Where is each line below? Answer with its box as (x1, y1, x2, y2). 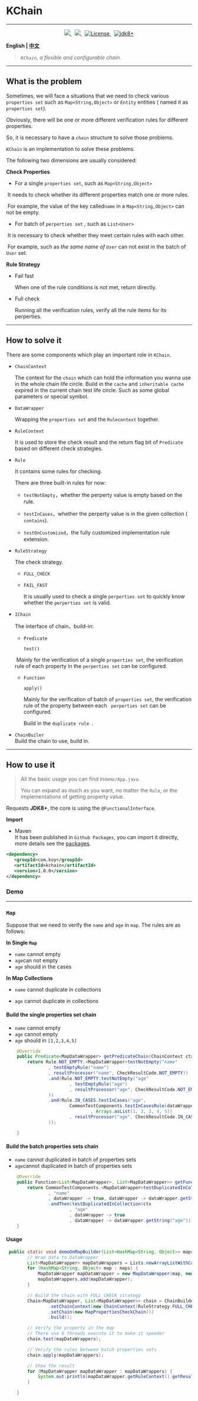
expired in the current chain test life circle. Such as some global (14, 387, 170, 394)
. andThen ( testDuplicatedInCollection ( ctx (48, 1201, 151, 1207)
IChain (14, 611, 31, 617)
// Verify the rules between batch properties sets (27, 1347, 157, 1353)
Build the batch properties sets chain (6, 1143, 98, 1150)
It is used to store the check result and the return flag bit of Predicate (14, 438, 184, 446)
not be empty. (6, 208, 40, 216)
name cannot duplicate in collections (14, 986, 101, 993)
